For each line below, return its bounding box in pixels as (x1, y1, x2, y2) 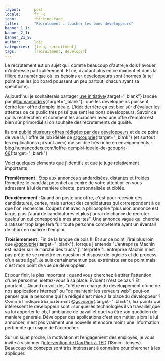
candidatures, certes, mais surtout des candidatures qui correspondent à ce (5, 200, 160, 206)
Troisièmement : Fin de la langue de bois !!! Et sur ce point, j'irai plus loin (5, 236, 154, 242)
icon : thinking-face (5, 16, 63, 21)
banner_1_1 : (5, 26, 30, 31)
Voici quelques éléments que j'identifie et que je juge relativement (5, 160, 139, 166)
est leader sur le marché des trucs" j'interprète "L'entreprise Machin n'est (5, 246, 155, 252)
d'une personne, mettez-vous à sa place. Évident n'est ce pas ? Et (5, 277, 140, 283)
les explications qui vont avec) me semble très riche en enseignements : (5, 139, 152, 145)
